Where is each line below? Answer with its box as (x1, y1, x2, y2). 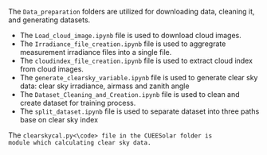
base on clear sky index (19, 115, 98, 124)
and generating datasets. (8, 15, 91, 25)
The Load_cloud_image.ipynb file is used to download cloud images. (19, 31, 241, 40)
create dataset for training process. (19, 99, 136, 107)
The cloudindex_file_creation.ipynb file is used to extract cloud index (19, 56, 253, 65)
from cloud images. (19, 64, 84, 74)
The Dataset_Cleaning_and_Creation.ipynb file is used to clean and (19, 90, 241, 99)
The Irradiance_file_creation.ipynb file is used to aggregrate (19, 39, 226, 48)
